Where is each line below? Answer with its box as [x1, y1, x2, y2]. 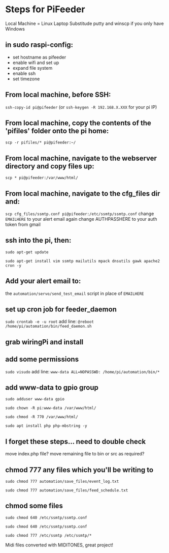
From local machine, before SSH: [5, 91, 111, 99]
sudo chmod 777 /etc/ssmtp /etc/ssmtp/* [5, 533, 92, 538]
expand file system [12, 65, 53, 71]
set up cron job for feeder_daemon [5, 305, 117, 314]
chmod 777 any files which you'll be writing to [5, 465, 154, 474]
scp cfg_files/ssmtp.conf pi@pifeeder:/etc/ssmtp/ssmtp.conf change [5, 211, 154, 217]
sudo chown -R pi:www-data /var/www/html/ [5, 405, 96, 411]
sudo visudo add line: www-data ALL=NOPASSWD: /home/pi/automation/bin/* [5, 368, 160, 374]
